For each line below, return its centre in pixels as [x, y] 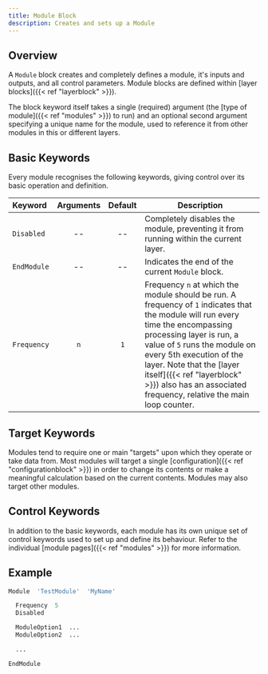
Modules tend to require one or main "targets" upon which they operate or [130, 452]
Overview [33, 56]
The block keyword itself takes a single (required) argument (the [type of [128, 107]
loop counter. [169, 405]
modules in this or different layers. [65, 133]
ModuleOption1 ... [48, 628]
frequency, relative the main [197, 395]
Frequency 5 [37, 606]
